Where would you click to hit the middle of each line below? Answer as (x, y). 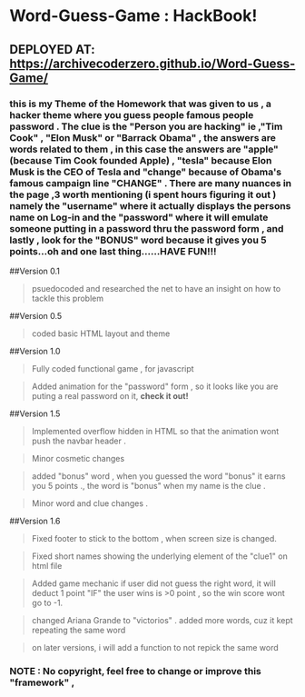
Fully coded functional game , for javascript (113, 368)
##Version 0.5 (36, 315)
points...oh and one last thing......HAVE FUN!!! (113, 251)
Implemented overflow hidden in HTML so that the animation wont (155, 431)
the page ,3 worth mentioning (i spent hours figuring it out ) (143, 194)
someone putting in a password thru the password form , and (147, 228)
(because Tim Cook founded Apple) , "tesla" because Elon (141, 160)
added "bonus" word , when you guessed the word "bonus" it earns (158, 476)
